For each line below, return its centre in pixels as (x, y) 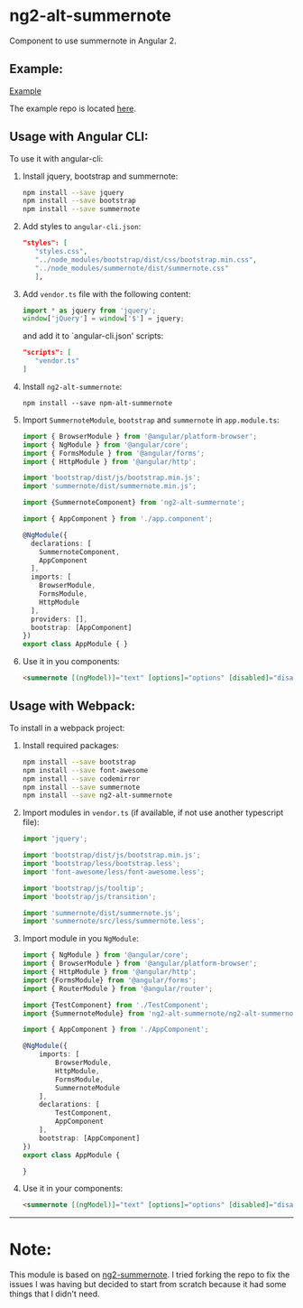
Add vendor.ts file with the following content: (106, 293)
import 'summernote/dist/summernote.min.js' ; (109, 487)
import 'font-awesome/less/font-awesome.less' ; (113, 872)
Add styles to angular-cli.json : (82, 227)
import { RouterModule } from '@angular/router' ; (118, 988)
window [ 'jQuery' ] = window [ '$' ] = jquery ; (103, 319)
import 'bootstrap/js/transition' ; (89, 896)
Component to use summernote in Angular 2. (93, 41)
